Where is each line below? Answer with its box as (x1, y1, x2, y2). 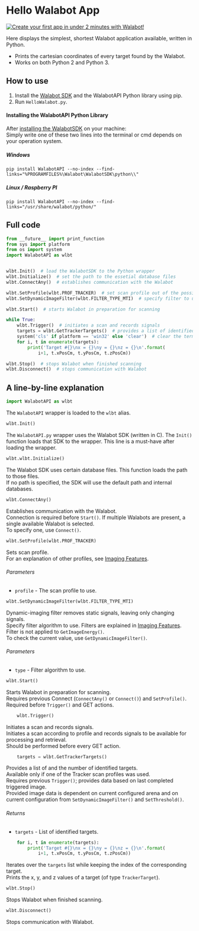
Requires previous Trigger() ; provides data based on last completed (6, 777, 174, 784)
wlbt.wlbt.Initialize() (6, 455, 65, 461)
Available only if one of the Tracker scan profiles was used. (6, 771, 150, 778)
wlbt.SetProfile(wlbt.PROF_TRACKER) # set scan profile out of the (6, 290, 179, 296)
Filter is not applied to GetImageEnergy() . (6, 628, 105, 635)
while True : (6, 317, 36, 323)
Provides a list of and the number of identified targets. (6, 764, 138, 772)
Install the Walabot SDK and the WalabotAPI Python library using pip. (14, 91, 182, 99)
